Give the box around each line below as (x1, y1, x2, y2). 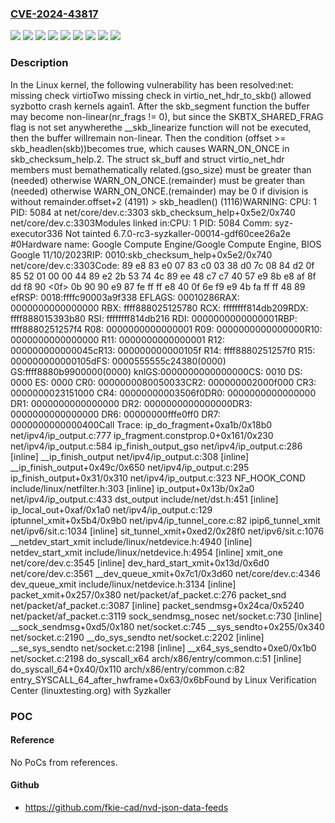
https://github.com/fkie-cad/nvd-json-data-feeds (24, 801, 229, 813)
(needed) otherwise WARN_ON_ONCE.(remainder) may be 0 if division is (10, 185, 309, 197)
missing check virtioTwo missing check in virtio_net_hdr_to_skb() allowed (10, 89, 312, 101)
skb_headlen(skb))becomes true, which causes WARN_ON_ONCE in (10, 142, 290, 154)
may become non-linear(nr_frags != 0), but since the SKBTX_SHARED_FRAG (10, 110, 324, 122)
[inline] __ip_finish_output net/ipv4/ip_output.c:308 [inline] (10, 450, 250, 462)
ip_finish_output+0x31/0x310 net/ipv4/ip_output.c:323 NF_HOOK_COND (10, 472, 307, 484)
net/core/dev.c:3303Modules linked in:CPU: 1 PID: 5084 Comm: (10, 217, 273, 229)
